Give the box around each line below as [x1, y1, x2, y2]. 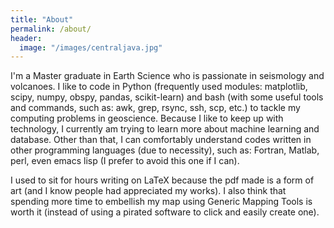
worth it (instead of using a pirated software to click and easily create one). [10, 206, 320, 218]
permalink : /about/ [10, 24, 92, 34]
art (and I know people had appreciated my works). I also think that [10, 185, 287, 197]
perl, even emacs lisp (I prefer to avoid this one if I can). [10, 155, 240, 167]
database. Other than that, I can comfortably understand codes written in [10, 134, 312, 146]
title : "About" [10, 14, 74, 25]
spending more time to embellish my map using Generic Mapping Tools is [10, 196, 313, 208]
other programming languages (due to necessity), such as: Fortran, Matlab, [10, 144, 320, 156]
